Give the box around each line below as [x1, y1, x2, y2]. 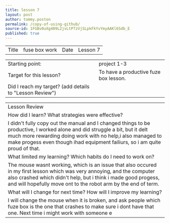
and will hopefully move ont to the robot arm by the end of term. [8, 181, 159, 187]
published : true [5, 31, 39, 36]
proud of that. [8, 145, 40, 152]
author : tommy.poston [5, 17, 51, 22]
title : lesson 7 [5, 7, 39, 13]
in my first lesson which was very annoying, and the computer [8, 168, 155, 174]
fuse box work [23, 47, 57, 53]
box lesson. [98, 75, 126, 81]
